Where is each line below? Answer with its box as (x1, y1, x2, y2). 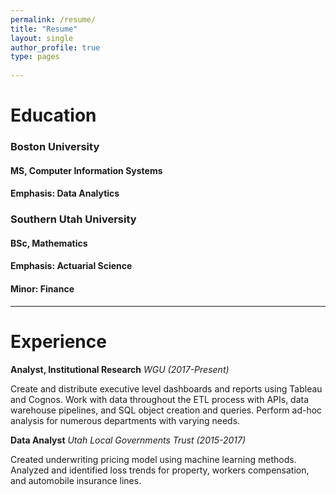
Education (10, 104, 97, 127)
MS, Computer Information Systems (10, 164, 163, 176)
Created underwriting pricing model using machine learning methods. (10, 453, 297, 465)
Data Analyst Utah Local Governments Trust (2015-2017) (10, 434, 247, 446)
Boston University (10, 140, 100, 154)
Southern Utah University (10, 212, 137, 226)
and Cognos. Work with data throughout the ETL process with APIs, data (10, 393, 310, 405)
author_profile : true (10, 42, 101, 53)
